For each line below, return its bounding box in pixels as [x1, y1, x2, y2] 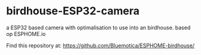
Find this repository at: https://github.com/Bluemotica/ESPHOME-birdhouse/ [6, 42, 195, 49]
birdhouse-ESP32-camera [6, 4, 139, 18]
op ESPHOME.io [6, 30, 46, 37]
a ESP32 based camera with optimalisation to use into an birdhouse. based [6, 24, 191, 31]
